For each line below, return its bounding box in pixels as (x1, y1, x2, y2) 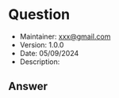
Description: (19, 57, 60, 66)
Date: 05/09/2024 (19, 48, 79, 58)
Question (8, 6, 70, 24)
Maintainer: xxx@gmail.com (19, 32, 111, 41)
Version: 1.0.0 (19, 40, 64, 49)
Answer (8, 80, 48, 93)
